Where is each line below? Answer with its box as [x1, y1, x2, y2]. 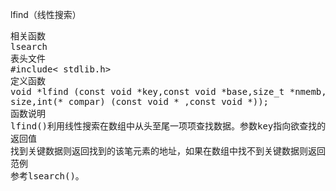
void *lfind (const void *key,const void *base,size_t [10, 86, 285, 97]
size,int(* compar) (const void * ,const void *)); [10, 96, 270, 107]
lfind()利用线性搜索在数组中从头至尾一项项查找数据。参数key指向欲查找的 [10, 121, 327, 132]
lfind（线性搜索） [10, 9, 82, 20]
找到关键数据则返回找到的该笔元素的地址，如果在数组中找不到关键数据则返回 [10, 146, 326, 157]
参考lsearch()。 [10, 171, 85, 182]
